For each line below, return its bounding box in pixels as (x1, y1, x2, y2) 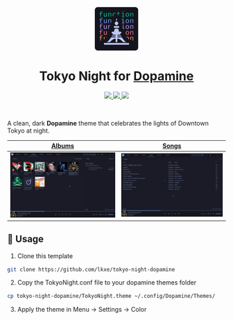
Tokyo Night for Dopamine (39, 69, 194, 84)
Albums (51, 142, 75, 150)
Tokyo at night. (7, 126, 50, 135)
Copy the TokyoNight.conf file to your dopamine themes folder (17, 278, 196, 287)
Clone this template (17, 251, 74, 260)
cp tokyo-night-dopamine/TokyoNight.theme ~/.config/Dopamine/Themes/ (7, 293, 216, 300)
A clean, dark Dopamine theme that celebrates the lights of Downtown (7, 119, 209, 127)
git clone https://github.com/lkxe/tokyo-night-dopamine (7, 266, 175, 273)
